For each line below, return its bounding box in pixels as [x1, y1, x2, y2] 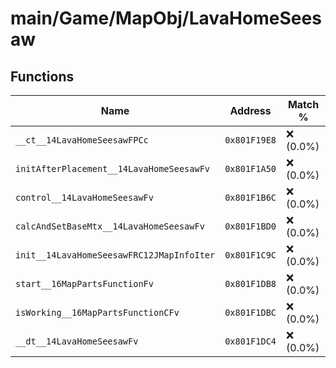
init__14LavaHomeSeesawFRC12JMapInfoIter [15, 250, 216, 261]
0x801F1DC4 [224, 336, 277, 347]
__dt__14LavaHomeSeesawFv [15, 336, 139, 347]
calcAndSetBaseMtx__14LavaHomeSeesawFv [15, 221, 205, 232]
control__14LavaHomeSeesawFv [15, 192, 154, 203]
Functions [10, 68, 75, 85]
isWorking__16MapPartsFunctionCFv [15, 307, 180, 318]
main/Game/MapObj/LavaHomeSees [10, 7, 322, 30]
